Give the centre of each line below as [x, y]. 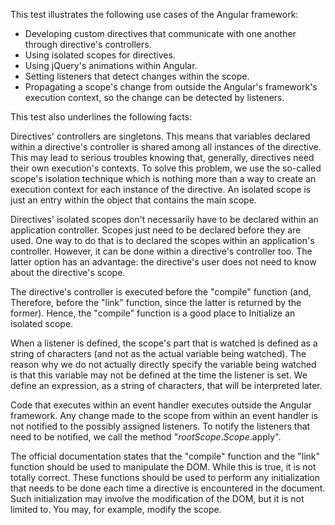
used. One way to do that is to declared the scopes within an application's [162, 240]
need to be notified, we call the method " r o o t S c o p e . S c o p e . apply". [146, 437]
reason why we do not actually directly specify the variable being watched [163, 364]
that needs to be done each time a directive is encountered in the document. [168, 488]
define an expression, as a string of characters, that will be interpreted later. [166, 385]
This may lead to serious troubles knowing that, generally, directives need [162, 157]
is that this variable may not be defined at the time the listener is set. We [159, 375]
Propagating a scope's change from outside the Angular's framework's [171, 87]
